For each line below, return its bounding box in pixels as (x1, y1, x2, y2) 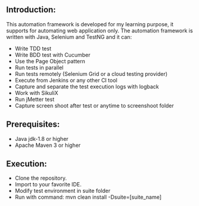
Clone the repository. (14, 174, 67, 182)
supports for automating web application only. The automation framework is (6, 27, 193, 34)
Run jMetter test (14, 96, 55, 103)
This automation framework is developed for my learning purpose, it (6, 20, 174, 27)
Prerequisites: (6, 119, 60, 130)
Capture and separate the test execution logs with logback (14, 83, 160, 90)
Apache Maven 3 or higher (14, 142, 81, 149)
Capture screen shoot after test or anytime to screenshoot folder (14, 102, 174, 109)
